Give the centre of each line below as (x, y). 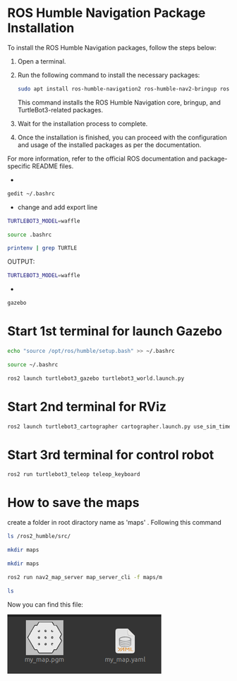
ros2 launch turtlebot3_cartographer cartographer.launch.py (99, 426)
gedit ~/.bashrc (31, 193)
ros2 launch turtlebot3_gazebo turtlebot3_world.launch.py (96, 378)
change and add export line (57, 207)
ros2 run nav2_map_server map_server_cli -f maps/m (85, 577)
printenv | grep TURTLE (42, 248)
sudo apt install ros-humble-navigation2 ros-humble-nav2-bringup (117, 89)
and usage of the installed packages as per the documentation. (109, 145)
